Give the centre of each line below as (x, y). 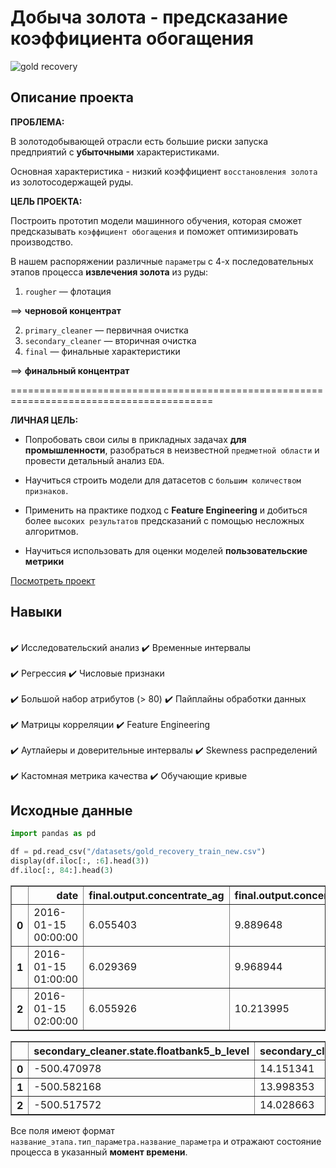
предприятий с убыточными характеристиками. (115, 152)
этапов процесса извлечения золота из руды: (109, 272)
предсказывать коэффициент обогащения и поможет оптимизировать (154, 231)
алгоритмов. (51, 531)
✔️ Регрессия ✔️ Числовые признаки (87, 673)
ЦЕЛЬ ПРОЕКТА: (46, 201)
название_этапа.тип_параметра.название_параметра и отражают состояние (166, 1141)
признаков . (46, 490)
